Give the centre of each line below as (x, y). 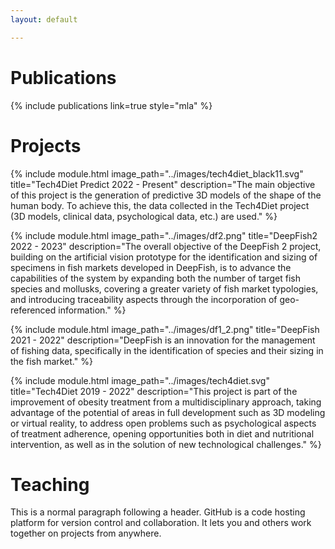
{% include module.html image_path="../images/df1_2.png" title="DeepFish (165, 329)
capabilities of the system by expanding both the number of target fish (155, 278)
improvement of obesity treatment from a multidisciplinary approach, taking (166, 402)
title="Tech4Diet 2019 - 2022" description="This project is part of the (154, 391)
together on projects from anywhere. (86, 533)
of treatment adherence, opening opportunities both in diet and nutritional (162, 433)
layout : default (44, 19)
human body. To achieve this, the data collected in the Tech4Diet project (160, 205)
